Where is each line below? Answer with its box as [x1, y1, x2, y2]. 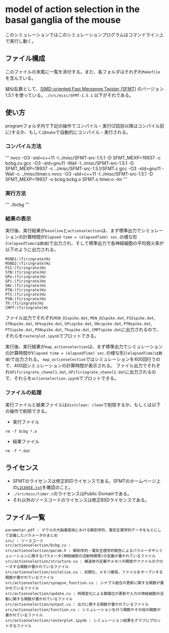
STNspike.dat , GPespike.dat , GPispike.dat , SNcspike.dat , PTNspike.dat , [5, 320, 152, 327]
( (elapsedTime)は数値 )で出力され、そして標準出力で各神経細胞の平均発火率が [5, 240, 164, 246]
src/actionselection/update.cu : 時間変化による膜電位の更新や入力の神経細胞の [5, 591, 160, 597]
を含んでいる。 [5, 75, 36, 81]
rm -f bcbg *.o [5, 429, 37, 434]
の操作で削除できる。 [5, 408, 49, 414]
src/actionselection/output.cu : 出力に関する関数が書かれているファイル [5, 602, 149, 607]
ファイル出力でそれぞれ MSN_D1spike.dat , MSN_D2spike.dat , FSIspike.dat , [5, 315, 155, 321]
